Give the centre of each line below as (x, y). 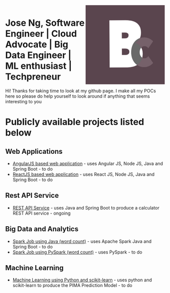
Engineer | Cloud (41, 34)
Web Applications (34, 151)
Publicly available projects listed (75, 122)
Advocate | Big (37, 45)
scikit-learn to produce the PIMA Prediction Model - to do (72, 285)
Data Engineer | (38, 55)
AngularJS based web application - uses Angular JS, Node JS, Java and (88, 163)
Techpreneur (33, 77)
